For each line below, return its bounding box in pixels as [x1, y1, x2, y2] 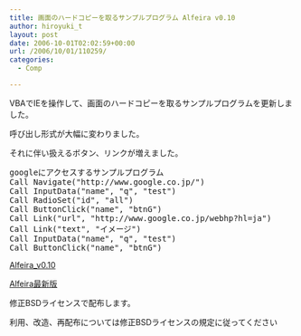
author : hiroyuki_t [9, 22, 83, 31]
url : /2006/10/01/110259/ [9, 47, 107, 56]
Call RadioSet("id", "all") [9, 195, 134, 205]
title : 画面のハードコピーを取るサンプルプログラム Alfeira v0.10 [9, 13, 236, 23]
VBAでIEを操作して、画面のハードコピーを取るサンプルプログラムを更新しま [9, 97, 293, 109]
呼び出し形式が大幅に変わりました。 [9, 128, 145, 139]
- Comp [17, 64, 42, 73]
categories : [9, 55, 54, 64]
